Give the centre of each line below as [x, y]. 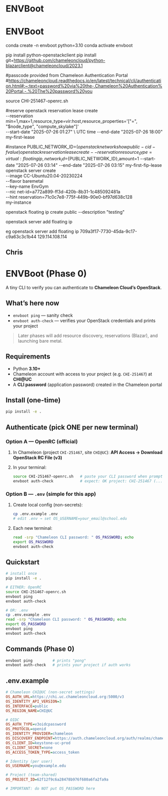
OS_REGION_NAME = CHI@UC [29, 711]
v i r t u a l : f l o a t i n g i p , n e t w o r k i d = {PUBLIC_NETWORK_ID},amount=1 [72, 159]
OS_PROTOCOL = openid [26, 729]
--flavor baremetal [25, 181]
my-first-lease [20, 137]
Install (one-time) [33, 400]
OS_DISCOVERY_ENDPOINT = [30, 739]
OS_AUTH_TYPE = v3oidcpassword [36, 725]
